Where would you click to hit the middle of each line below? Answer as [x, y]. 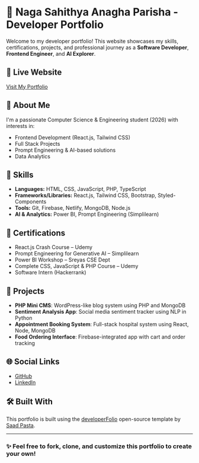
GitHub [23, 376]
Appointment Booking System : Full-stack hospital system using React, [102, 324]
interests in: [20, 126]
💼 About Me [28, 105]
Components [31, 202]
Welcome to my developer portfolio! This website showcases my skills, [92, 41]
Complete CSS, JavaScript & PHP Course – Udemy [76, 266]
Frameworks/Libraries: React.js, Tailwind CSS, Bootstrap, [86, 196]
